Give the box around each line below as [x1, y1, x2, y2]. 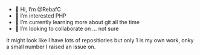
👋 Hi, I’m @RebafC [15, 6, 62, 13]
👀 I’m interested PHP [15, 12, 66, 19]
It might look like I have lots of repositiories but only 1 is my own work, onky [6, 37, 194, 44]
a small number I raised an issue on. [6, 43, 96, 50]
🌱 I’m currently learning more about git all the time [15, 19, 140, 25]
